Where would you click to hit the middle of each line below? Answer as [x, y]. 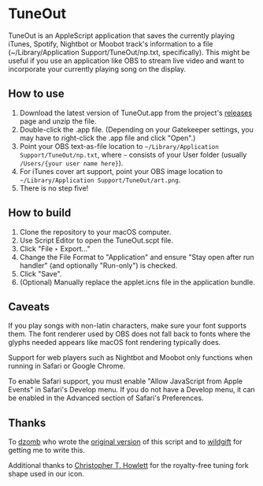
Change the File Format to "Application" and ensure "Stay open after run [137, 257]
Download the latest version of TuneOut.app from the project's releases [136, 113]
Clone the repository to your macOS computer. [95, 232]
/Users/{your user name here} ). [71, 163]
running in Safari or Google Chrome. [67, 366]
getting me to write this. [46, 451]
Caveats [29, 307]
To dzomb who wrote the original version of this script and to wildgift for [125, 442]
